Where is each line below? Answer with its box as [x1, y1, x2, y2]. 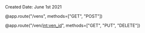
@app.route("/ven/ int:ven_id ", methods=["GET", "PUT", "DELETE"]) [5, 22, 141, 28]
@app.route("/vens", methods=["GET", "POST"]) [5, 13, 103, 19]
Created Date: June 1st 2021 [5, 4, 62, 10]
